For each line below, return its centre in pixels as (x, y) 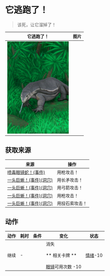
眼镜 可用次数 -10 (64, 267)
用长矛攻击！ (70, 180)
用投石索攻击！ (72, 203)
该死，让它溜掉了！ (37, 25)
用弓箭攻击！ (70, 188)
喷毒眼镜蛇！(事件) (26, 172)
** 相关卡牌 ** (61, 255)
